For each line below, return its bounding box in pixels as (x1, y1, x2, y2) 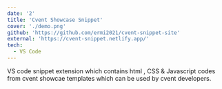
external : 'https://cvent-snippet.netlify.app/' (7, 36, 150, 42)
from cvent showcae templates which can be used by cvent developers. (7, 74, 212, 82)
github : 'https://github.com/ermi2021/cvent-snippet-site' (7, 29, 181, 36)
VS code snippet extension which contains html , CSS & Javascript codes (7, 66, 216, 75)
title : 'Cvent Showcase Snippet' (7, 16, 103, 23)
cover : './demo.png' (7, 23, 67, 29)
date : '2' (7, 10, 36, 17)
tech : (7, 42, 23, 49)
